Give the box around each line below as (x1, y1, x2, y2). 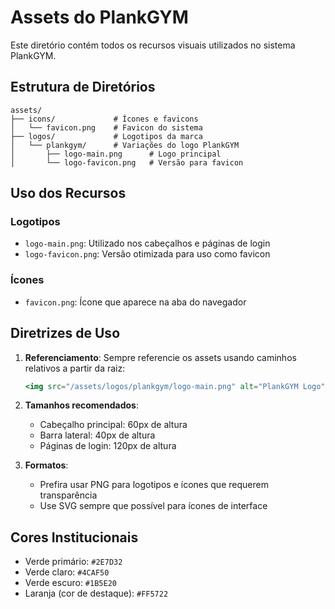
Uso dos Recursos (10, 185, 127, 202)
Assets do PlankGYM (10, 6, 189, 29)
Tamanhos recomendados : (24, 399, 139, 411)
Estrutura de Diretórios (10, 79, 156, 96)
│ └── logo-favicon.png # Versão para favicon (10, 157, 244, 168)
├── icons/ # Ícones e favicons (10, 114, 199, 124)
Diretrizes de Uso (10, 325, 121, 342)
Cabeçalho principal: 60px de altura (39, 419, 188, 431)
